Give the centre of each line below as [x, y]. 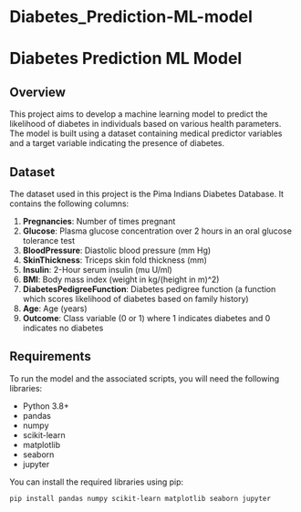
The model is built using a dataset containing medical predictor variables [146, 133]
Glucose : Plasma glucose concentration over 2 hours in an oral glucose [157, 231]
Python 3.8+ [46, 406]
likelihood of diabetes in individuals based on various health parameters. [145, 124]
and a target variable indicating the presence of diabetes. [117, 143]
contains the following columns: [69, 204]
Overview [38, 92]
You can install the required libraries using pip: [97, 482]
